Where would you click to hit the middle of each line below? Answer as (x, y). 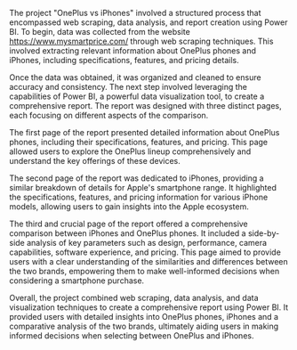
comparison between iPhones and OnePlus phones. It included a (128, 233)
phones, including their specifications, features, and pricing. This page (139, 142)
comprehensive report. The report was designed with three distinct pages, (145, 106)
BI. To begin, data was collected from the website (100, 32)
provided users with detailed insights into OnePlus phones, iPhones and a (144, 317)
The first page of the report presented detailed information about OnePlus (144, 132)
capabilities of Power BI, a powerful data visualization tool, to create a (137, 96)
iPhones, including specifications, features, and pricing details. (124, 60)
